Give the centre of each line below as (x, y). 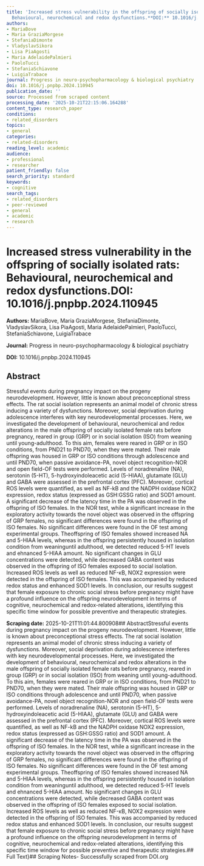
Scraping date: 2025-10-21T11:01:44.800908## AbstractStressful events (97, 623)
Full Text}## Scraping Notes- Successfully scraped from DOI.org (87, 856)
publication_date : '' (34, 91)
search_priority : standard (40, 177)
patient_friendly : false (38, 171)
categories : (21, 137)
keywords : (19, 182)
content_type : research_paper (45, 108)
